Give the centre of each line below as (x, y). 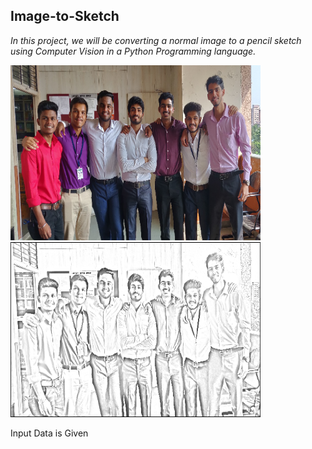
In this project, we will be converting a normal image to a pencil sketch (156, 40)
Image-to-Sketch (65, 16)
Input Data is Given (49, 433)
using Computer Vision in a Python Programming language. (133, 51)
